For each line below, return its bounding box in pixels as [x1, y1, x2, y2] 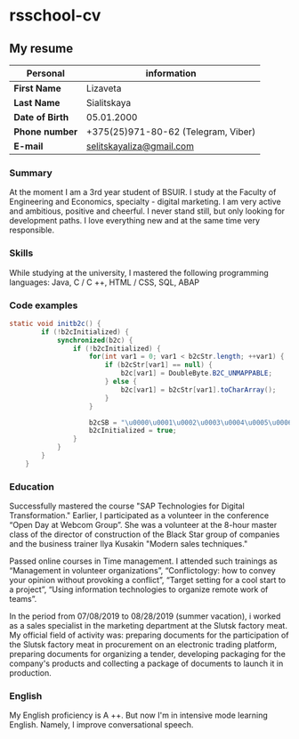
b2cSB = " [88, 418, 125, 427]
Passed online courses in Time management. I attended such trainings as [9, 556, 278, 566]
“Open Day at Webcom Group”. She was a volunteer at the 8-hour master [9, 520, 278, 531]
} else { [104, 378, 138, 386]
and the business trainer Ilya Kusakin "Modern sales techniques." [9, 539, 248, 549]
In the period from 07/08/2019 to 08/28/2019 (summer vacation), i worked [9, 611, 281, 621]
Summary [9, 166, 53, 179]
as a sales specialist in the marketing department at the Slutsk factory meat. [9, 621, 287, 631]
